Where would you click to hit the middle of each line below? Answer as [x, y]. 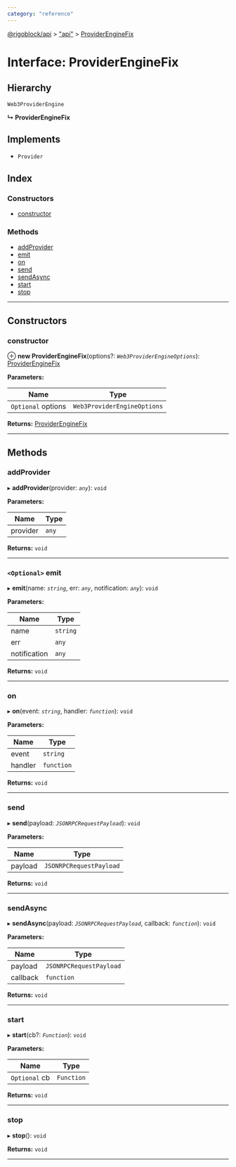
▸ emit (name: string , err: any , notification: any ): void [83, 588]
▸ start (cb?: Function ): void [47, 1035]
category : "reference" [40, 14]
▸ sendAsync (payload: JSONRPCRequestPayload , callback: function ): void [112, 923]
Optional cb [31, 1078]
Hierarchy [29, 88]
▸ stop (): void [27, 1135]
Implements [34, 140]
